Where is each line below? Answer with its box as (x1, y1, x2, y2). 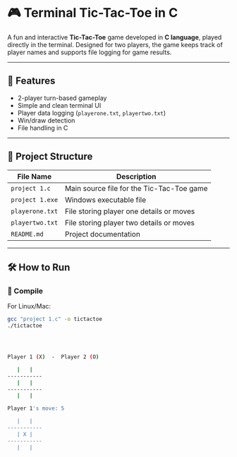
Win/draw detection (17, 116, 75, 125)
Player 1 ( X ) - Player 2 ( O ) (7, 353, 99, 361)
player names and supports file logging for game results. (7, 48, 172, 56)
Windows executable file (64, 194, 147, 204)
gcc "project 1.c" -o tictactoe (7, 315, 102, 323)
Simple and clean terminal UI (17, 101, 102, 109)
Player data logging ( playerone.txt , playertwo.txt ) (17, 108, 166, 117)
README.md (11, 230, 44, 238)
